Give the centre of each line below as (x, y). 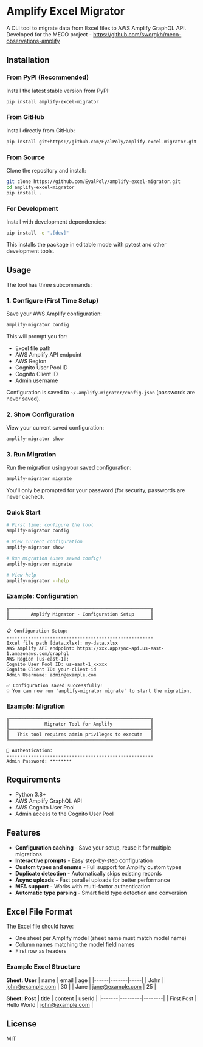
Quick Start (23, 513)
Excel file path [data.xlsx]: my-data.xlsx (62, 643)
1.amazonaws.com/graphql (38, 654)
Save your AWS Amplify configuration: (54, 314)
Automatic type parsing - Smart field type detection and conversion (101, 893)
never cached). (25, 497)
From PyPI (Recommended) (48, 77)
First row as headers (41, 951)
